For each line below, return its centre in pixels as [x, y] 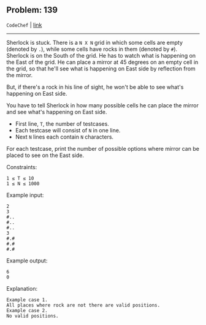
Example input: [25, 195]
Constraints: [22, 167]
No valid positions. [33, 316]
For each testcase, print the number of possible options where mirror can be [103, 148]
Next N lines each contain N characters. [64, 137]
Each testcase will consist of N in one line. [68, 130]
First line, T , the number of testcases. [62, 124]
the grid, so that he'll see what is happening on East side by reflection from [101, 68]
